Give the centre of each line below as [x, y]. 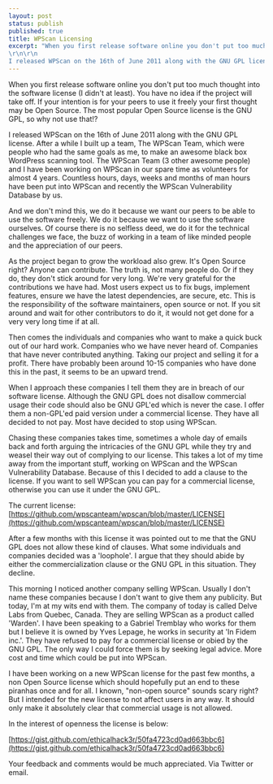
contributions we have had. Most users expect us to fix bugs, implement [129, 287]
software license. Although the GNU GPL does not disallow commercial [127, 396]
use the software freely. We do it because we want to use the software [127, 219]
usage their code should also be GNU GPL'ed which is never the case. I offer [136, 405]
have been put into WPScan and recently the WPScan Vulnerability [120, 186]
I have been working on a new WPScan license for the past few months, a [132, 673]
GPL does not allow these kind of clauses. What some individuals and [125, 547]
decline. [22, 573]
